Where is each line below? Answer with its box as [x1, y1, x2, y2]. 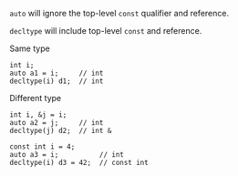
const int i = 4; [9, 142, 76, 151]
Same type [9, 43, 50, 54]
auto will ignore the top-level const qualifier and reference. [9, 8, 230, 18]
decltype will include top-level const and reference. [9, 26, 202, 36]
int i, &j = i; [9, 110, 67, 119]
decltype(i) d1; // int [9, 77, 104, 86]
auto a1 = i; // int [9, 68, 104, 78]
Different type [9, 93, 62, 103]
